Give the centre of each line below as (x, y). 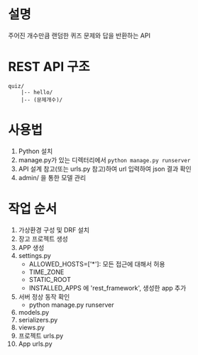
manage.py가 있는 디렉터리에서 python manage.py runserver (104, 159)
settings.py (35, 255)
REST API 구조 (49, 67)
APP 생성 (31, 247)
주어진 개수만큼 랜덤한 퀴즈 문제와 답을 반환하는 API (79, 35)
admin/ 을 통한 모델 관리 (52, 177)
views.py (32, 327)
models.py (34, 312)
